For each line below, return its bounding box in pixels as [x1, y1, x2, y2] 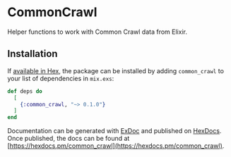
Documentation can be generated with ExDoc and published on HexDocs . [7, 127, 222, 135]
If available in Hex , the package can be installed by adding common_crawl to [7, 66, 225, 75]
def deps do [7, 87, 42, 95]
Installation [7, 48, 58, 60]
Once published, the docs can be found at [7, 134, 130, 143]
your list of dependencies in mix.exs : [7, 74, 114, 82]
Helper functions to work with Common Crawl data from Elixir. [7, 27, 187, 36]
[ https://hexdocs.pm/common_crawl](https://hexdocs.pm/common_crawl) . [7, 142, 225, 150]
